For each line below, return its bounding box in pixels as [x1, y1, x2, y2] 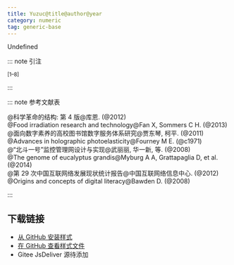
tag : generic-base [7, 23, 61, 30]
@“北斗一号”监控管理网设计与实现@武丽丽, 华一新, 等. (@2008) [7, 146, 191, 154]
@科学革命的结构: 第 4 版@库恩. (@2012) [7, 113, 127, 122]
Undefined [7, 43, 39, 51]
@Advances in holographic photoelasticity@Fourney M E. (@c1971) [7, 137, 202, 146]
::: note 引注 [7, 57, 42, 65]
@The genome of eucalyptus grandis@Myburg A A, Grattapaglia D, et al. [7, 153, 218, 162]
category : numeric [7, 17, 61, 24]
